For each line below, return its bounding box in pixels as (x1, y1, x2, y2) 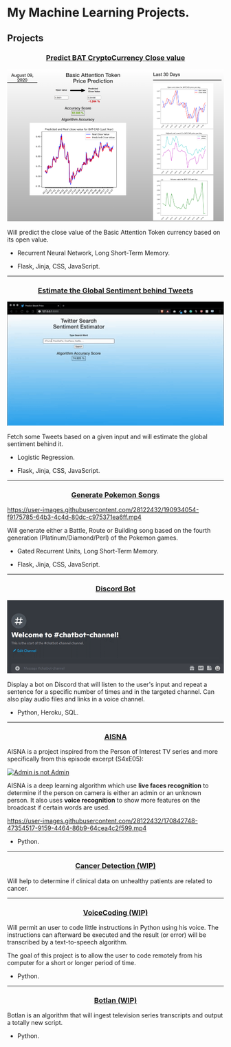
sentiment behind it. (7, 440, 64, 448)
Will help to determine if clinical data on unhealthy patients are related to (7, 876, 212, 885)
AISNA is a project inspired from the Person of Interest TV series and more (7, 748, 219, 756)
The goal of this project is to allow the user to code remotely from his (7, 951, 203, 960)
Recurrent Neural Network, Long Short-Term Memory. (16, 249, 170, 257)
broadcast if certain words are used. (7, 803, 110, 812)
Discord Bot (95, 584, 136, 593)
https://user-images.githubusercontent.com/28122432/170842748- (7, 817, 198, 825)
